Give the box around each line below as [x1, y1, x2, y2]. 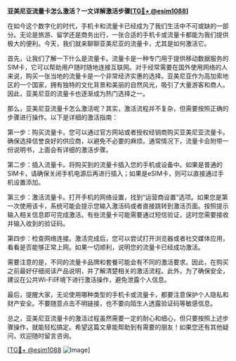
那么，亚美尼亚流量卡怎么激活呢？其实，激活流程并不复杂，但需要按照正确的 [7, 105, 229, 112]
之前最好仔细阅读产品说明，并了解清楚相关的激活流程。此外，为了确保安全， [7, 267, 229, 275]
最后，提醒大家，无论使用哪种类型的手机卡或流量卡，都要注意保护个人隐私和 [7, 291, 229, 298]
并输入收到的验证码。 [7, 219, 69, 228]
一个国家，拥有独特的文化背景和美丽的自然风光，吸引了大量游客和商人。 [19, 81, 229, 88]
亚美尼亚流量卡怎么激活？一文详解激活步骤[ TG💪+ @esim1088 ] [7, 7, 189, 15]
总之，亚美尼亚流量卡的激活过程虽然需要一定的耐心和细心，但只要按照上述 [7, 314, 223, 322]
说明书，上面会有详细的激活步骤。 [13, 145, 112, 154]
